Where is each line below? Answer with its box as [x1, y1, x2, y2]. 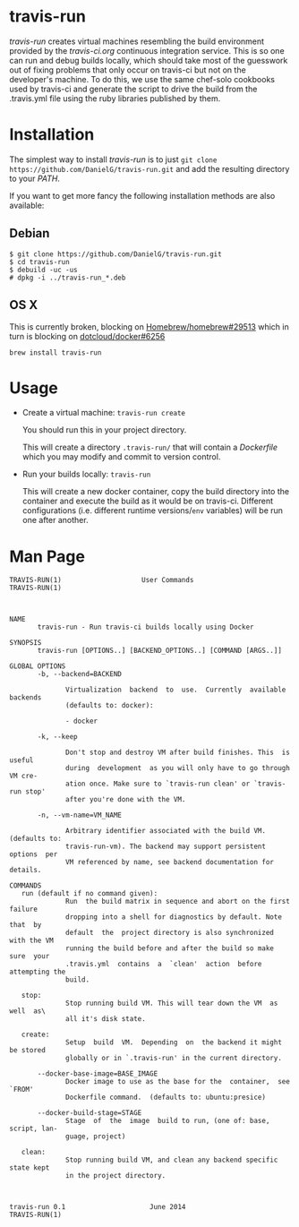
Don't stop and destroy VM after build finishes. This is [65, 748, 291, 758]
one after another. [21, 515, 89, 526]
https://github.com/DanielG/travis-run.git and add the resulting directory [9, 163, 290, 174]
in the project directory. [65, 1171, 167, 1180]
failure [9, 905, 38, 914]
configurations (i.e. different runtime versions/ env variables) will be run [21, 505, 284, 516]
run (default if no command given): [21, 889, 158, 898]
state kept [9, 1163, 50, 1172]
